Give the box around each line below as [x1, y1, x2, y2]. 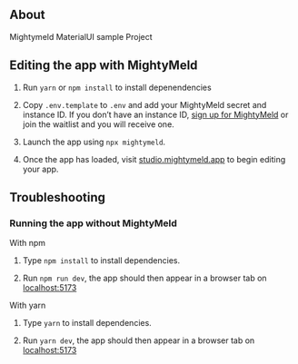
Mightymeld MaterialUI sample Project [9, 31, 153, 42]
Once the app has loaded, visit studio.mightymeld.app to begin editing [22, 153, 286, 164]
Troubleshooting [9, 190, 106, 205]
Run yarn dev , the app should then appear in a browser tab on [22, 335, 255, 346]
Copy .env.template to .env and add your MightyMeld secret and [22, 99, 267, 110]
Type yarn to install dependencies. [22, 318, 152, 329]
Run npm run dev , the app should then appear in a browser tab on [22, 272, 267, 284]
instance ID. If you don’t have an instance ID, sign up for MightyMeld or [22, 109, 289, 120]
